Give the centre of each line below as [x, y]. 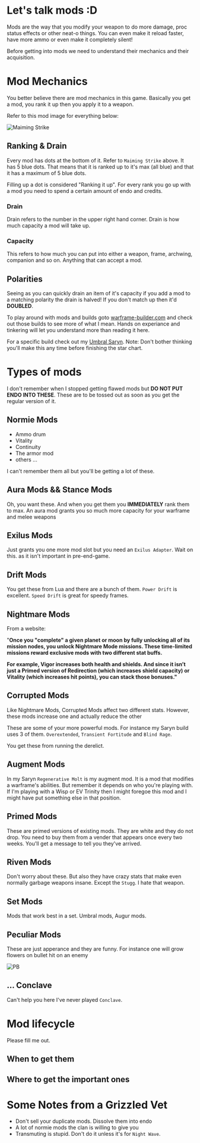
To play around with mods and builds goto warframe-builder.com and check [100, 318]
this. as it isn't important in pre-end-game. [58, 556]
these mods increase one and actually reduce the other [74, 716]
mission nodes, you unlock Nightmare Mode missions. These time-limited [99, 647]
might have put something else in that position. [64, 798]
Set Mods [25, 902]
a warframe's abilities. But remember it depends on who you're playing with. [100, 785]
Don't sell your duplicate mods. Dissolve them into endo [84, 1121]
